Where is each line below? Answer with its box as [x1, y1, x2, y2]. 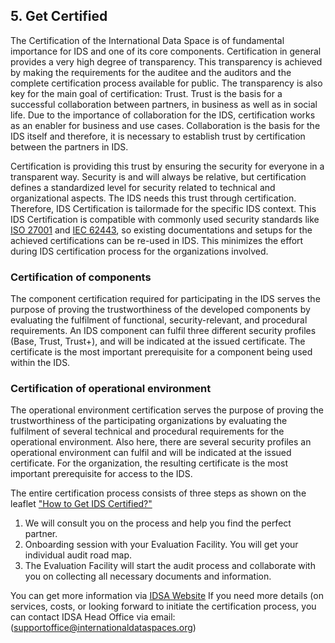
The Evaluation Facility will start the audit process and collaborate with [24, 560, 316, 572]
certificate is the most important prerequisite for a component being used [10, 346, 313, 358]
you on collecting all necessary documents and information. [24, 570, 272, 583]
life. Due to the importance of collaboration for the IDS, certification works [10, 109, 316, 121]
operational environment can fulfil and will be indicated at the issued [10, 447, 292, 459]
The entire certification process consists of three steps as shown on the [10, 487, 307, 499]
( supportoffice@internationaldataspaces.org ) [10, 622, 197, 634]
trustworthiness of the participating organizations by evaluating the [10, 415, 288, 427]
